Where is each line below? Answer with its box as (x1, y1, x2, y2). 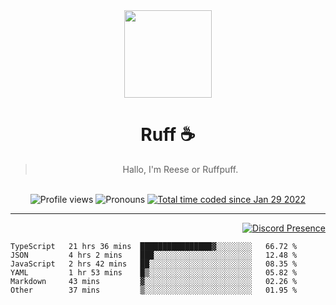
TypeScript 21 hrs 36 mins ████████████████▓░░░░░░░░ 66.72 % (10, 241, 298, 251)
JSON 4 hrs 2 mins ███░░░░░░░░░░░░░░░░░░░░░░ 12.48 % (10, 250, 298, 260)
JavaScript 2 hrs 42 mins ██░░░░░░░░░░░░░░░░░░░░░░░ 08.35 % (10, 259, 298, 269)
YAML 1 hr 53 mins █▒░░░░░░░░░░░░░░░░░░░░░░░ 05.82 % (10, 267, 298, 278)
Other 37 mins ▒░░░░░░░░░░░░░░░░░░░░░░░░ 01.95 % (10, 285, 298, 295)
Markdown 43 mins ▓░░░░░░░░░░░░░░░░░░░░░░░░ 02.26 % (10, 276, 298, 286)
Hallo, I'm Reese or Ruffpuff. (122, 163, 239, 175)
